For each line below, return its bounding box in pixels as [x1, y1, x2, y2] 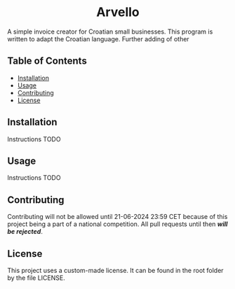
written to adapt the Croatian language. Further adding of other [7, 34, 189, 43]
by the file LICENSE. [7, 274, 65, 282]
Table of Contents [7, 55, 88, 67]
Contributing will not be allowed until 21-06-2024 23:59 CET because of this [7, 213, 228, 221]
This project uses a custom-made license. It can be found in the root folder [7, 267, 224, 274]
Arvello [95, 4, 140, 20]
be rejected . [7, 227, 43, 236]
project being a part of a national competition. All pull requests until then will [7, 220, 228, 228]
